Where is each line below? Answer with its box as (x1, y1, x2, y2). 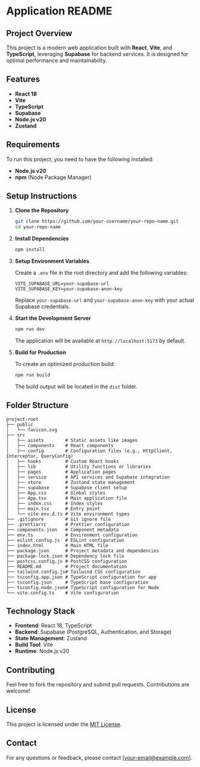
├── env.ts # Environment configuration (6, 532, 138, 538)
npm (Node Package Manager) (14, 173, 92, 181)
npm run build (14, 371, 50, 378)
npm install (14, 246, 45, 253)
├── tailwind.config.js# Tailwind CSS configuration (6, 569, 141, 575)
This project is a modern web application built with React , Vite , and (6, 44, 172, 51)
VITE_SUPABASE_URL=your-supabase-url (14, 281, 110, 287)
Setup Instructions (6, 191, 77, 201)
